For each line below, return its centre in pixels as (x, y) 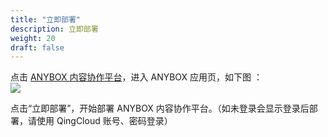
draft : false (37, 47)
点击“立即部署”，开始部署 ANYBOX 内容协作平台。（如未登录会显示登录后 (160, 108)
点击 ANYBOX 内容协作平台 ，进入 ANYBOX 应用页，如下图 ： (136, 77)
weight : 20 (33, 38)
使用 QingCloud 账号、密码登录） (104, 121)
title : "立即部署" (46, 19)
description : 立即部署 (54, 29)
